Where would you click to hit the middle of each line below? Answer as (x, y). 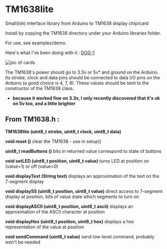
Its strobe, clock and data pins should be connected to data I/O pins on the (82, 77)
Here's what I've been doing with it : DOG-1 (50, 53)
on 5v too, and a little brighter (44, 103)
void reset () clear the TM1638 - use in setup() (53, 141)
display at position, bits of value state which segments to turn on (72, 196)
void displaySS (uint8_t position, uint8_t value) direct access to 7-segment (84, 191)
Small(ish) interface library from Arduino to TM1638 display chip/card (77, 23)
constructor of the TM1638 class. (40, 88)
